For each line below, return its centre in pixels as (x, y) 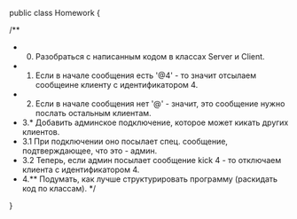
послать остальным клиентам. (94, 113)
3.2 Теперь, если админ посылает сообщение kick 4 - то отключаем (152, 160)
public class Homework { (55, 13)
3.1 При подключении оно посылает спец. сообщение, (125, 141)
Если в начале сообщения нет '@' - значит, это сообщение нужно (160, 104)
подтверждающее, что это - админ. (90, 151)
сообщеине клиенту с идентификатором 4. (117, 85)
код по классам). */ (59, 188)
